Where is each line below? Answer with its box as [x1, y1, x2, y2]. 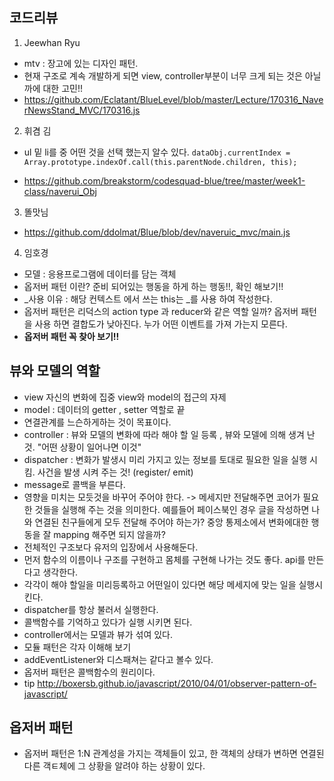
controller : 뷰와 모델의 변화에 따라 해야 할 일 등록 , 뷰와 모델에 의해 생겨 [23, 428, 305, 440]
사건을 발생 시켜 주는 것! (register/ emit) [37, 466, 194, 478]
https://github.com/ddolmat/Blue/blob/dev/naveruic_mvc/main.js [23, 226, 291, 238]
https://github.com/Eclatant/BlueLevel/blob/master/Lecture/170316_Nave [23, 93, 324, 105]
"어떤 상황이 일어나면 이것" [37, 441, 142, 453]
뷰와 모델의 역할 [9, 363, 101, 380]
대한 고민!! [42, 82, 84, 94]
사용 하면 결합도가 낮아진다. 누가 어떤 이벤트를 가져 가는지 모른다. [34, 318, 288, 330]
